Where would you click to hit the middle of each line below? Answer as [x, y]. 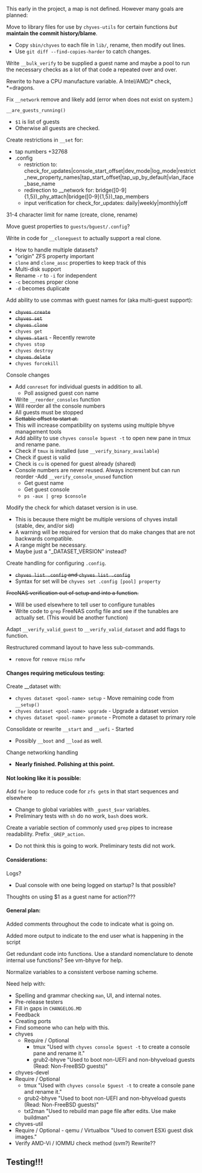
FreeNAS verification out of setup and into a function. [72, 593]
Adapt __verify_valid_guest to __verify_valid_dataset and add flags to [96, 629]
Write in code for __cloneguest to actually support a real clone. [84, 238]
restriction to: [41, 164]
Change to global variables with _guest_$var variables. [83, 810]
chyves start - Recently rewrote [55, 337]
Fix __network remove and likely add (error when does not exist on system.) [100, 99]
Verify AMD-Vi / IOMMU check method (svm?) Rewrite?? [85, 1143]
